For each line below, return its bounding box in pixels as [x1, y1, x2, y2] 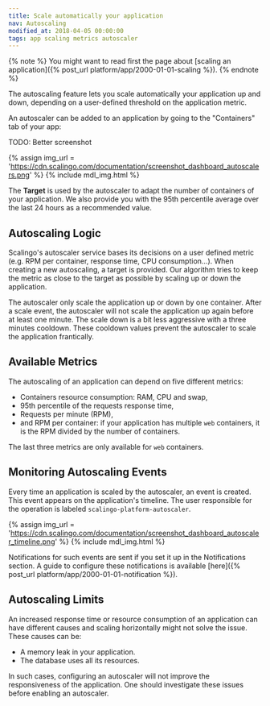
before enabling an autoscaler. [8, 688, 109, 698]
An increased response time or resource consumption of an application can [8, 614, 259, 624]
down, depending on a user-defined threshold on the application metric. [8, 98, 247, 107]
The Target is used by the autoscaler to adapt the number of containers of [8, 186, 255, 196]
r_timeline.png [8, 537, 55, 546]
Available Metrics [8, 355, 98, 369]
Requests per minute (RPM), [19, 409, 114, 419]
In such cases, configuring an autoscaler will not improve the [8, 671, 211, 681]
